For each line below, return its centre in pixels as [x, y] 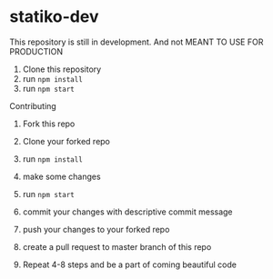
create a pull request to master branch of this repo [117, 246]
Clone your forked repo [66, 141]
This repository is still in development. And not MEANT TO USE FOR [136, 42]
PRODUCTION [36, 51]
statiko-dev [54, 17]
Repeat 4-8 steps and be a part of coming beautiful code [129, 264]
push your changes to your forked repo [96, 229]
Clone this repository [62, 69]
